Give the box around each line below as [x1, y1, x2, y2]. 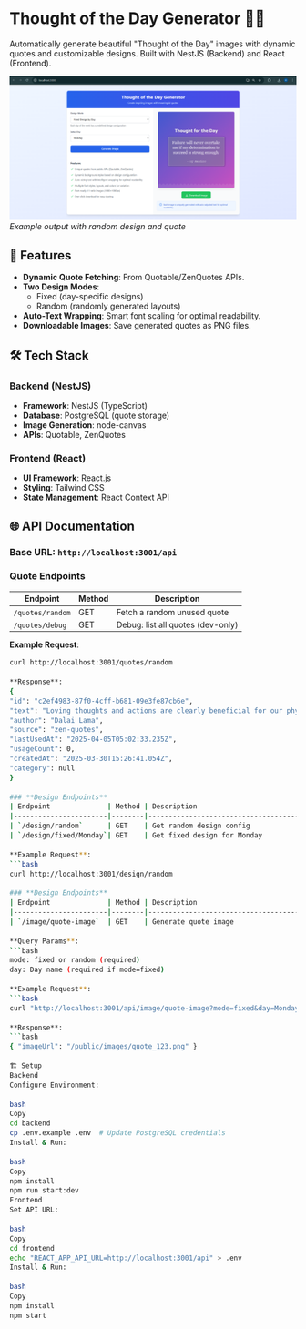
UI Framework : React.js [22, 472, 112, 483]
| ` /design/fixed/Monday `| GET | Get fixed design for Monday [9, 831, 262, 840]
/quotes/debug [13, 621, 67, 630]
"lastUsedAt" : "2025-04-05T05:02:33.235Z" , [9, 735, 178, 745]
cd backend [9, 1119, 51, 1128]
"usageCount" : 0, [9, 745, 76, 754]
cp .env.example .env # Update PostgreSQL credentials [9, 1129, 226, 1138]
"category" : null [9, 764, 76, 773]
